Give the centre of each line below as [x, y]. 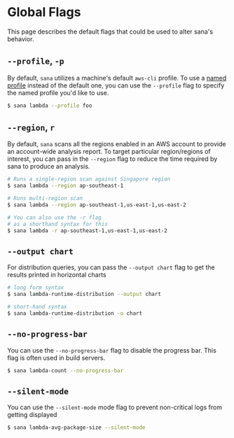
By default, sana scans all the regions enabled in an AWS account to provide [117, 144]
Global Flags [44, 12]
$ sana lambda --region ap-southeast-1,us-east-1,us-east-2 [97, 205]
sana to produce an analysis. [49, 167]
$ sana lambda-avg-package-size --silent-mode [76, 428]
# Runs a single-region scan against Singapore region [89, 179]
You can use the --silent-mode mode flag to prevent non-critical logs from [115, 407]
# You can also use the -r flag [54, 218]
